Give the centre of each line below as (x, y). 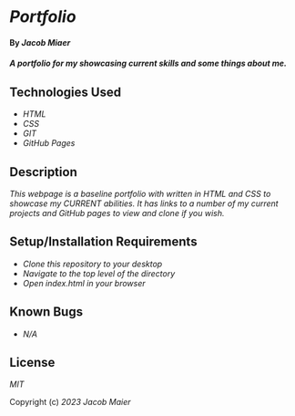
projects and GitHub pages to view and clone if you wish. (117, 213)
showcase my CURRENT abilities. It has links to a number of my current (144, 203)
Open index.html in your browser (84, 283)
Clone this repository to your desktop (92, 264)
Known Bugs (46, 312)
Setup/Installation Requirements (103, 242)
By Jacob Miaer (40, 42)
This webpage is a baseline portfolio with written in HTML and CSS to (140, 194)
